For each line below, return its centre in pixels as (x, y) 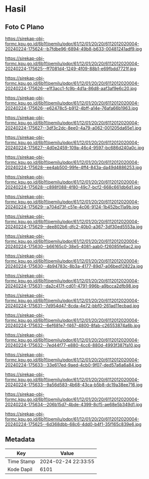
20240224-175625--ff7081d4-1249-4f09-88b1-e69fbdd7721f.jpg (71, 69)
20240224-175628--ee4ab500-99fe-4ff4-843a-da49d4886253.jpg (74, 167)
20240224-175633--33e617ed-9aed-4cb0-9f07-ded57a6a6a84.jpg (73, 365)
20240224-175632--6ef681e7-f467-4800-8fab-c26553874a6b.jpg (73, 325)
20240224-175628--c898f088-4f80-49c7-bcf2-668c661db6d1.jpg (73, 187)
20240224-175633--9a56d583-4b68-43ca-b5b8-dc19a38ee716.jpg (74, 385)
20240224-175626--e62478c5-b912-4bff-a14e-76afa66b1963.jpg (72, 108)
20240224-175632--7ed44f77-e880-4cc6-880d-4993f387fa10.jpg (73, 345)
